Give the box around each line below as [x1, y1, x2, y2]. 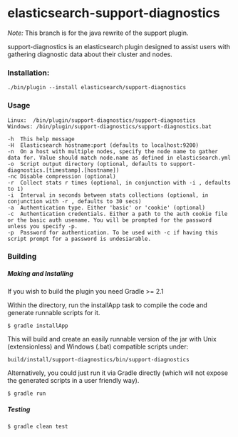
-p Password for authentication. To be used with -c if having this [7, 229, 219, 236]
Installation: [7, 68, 50, 78]
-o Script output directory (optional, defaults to [7, 160, 167, 168]
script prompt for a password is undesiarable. [7, 235, 152, 242]
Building [7, 252, 37, 262]
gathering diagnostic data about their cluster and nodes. [7, 50, 172, 58]
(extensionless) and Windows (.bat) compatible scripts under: [7, 342, 189, 351]
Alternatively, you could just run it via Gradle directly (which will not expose [7, 369, 228, 377]
